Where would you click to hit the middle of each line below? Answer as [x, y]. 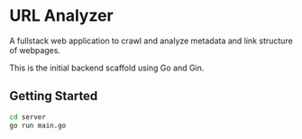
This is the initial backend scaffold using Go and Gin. [107, 68]
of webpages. [35, 50]
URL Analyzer [62, 16]
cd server [28, 117]
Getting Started [54, 96]
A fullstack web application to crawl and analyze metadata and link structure [151, 41]
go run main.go [38, 125]
